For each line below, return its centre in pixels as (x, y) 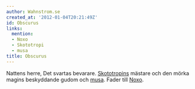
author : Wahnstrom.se (33, 12)
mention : (22, 34)
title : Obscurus (26, 56)
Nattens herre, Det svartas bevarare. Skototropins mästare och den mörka (98, 73)
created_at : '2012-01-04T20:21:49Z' (52, 17)
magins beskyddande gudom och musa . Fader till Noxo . (75, 79)
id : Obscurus (22, 23)
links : (14, 28)
